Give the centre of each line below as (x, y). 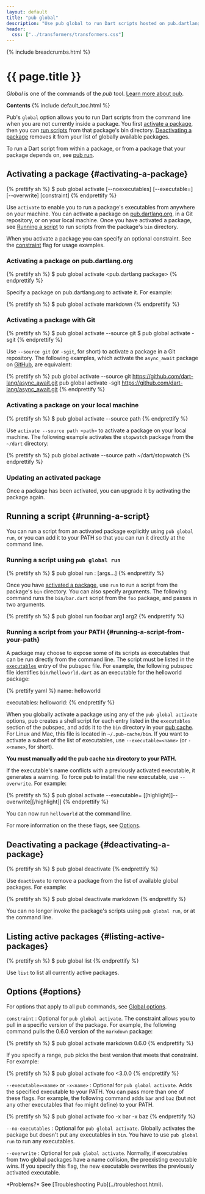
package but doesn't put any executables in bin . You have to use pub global (102, 1134)
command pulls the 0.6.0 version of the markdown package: (80, 1031)
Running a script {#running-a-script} (78, 516)
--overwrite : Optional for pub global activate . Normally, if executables (97, 1153)
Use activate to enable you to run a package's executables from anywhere (101, 207)
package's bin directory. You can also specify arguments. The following (97, 592)
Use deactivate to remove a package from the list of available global (92, 881)
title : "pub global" (33, 18)
